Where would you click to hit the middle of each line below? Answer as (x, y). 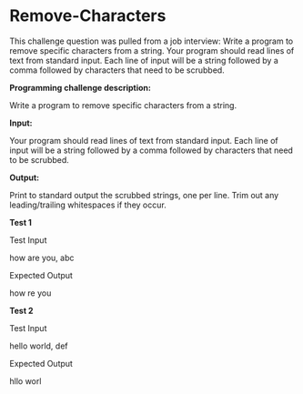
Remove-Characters (88, 16)
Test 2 (21, 310)
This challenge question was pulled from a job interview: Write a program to (151, 41)
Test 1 (20, 222)
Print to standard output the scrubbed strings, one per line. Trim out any (144, 195)
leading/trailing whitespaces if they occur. (88, 205)
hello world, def (39, 346)
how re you (30, 293)
